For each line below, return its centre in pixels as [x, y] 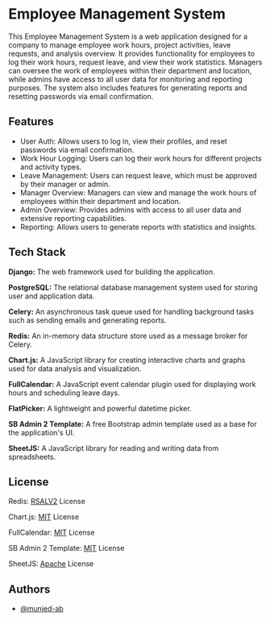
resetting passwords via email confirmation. [81, 96]
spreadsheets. [32, 456]
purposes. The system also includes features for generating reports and [128, 88]
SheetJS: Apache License [51, 564]
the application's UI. [42, 432]
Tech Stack [37, 252]
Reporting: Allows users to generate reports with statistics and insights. [138, 227]
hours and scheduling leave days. [64, 393]
